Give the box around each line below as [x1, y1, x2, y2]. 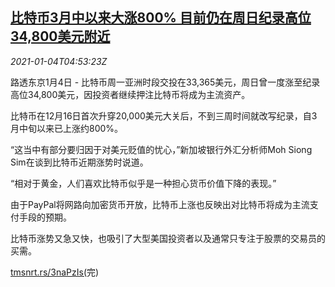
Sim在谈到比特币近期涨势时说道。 [10, 156, 149, 168]
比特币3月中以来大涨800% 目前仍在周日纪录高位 [10, 9, 312, 27]
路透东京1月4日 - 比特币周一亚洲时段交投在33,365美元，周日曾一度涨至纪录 [10, 76, 321, 88]
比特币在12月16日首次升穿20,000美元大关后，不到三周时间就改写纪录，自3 [10, 109, 318, 122]
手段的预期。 [18, 211, 72, 223]
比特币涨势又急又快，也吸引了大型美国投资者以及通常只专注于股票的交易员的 [10, 232, 326, 244]
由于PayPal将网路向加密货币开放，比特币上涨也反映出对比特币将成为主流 [10, 198, 310, 210]
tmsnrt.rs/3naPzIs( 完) [10, 266, 100, 278]
